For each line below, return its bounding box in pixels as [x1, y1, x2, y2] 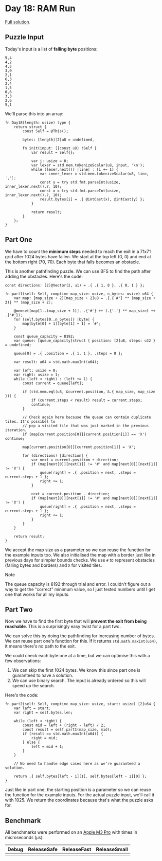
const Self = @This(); [22, 128, 69, 134]
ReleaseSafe [28, 846, 58, 853]
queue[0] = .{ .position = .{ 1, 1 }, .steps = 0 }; [14, 351, 123, 356]
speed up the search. [12, 683, 55, 689]
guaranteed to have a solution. [12, 672, 73, 679]
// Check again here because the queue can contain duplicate [22, 414, 151, 420]
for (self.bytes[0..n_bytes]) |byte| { [14, 317, 95, 322]
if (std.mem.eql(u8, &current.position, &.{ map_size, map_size [22, 389, 156, 394]
